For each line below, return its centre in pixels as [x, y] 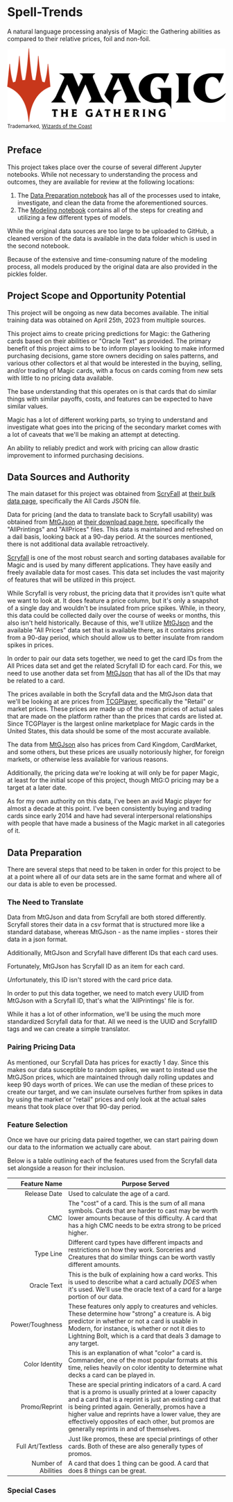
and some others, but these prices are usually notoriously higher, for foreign [116, 752]
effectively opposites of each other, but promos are [141, 1422]
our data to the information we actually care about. [79, 1147]
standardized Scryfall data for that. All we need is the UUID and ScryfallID [112, 1022]
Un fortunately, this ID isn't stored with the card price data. [90, 980]
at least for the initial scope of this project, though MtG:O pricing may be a [113, 781]
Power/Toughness [36, 1325]
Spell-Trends [45, 12]
